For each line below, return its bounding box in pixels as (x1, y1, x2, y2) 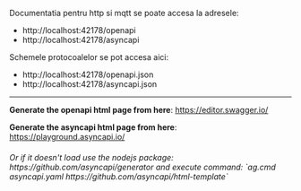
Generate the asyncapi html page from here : (9, 122, 177, 133)
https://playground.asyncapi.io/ (9, 132, 125, 142)
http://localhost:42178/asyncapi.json (21, 79, 158, 89)
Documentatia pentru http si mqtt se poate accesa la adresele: (9, 8, 239, 18)
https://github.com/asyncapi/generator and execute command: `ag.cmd (9, 161, 276, 172)
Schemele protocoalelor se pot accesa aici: (9, 52, 168, 62)
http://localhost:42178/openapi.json (21, 69, 154, 80)
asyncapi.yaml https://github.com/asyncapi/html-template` (9, 170, 228, 182)
